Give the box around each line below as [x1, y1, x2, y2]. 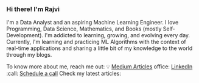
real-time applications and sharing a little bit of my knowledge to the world [6, 45, 193, 52]
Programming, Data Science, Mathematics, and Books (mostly [6, 25, 162, 32]
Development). [6, 32, 44, 39]
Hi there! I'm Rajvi [6, 5, 60, 13]
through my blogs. [6, 51, 52, 59]
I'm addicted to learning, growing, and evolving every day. [44, 32, 190, 39]
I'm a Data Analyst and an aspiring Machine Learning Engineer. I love [6, 19, 179, 26]
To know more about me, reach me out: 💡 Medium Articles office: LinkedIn [6, 63, 193, 70]
